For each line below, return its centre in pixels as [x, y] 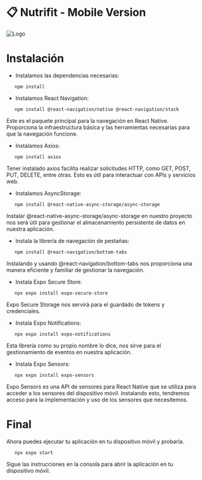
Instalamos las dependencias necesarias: [67, 75]
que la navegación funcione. [42, 134]
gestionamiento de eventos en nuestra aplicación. [69, 352]
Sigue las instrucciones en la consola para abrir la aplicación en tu [90, 464]
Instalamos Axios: [37, 145]
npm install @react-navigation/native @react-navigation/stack [97, 109]
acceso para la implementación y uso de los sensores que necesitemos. [97, 400]
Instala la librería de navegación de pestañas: [72, 241]
